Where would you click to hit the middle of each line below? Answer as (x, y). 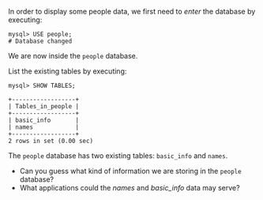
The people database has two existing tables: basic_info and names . (118, 156)
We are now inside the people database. (73, 56)
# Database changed (40, 41)
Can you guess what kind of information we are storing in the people (131, 171)
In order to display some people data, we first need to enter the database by (132, 11)
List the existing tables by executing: (68, 71)
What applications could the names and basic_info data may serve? (130, 188)
